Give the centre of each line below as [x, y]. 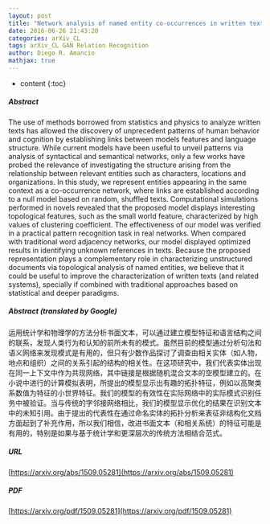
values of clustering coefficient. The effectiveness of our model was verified [135, 224]
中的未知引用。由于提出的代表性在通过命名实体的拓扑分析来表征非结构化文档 [135, 413]
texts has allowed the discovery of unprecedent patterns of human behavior [134, 130]
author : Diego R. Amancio [51, 53]
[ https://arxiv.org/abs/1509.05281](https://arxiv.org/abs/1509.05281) [121, 472]
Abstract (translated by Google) [63, 311]
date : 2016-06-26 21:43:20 [53, 31]
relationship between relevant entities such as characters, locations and [127, 173]
